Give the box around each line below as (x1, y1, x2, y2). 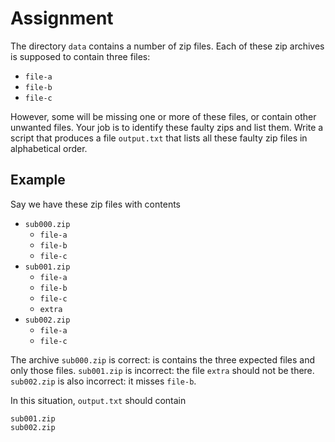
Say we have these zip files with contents (10, 198, 181, 210)
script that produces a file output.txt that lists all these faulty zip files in (10, 132, 308, 144)
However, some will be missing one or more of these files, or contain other (10, 110, 317, 122)
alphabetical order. (10, 142, 88, 154)
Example (10, 172, 66, 189)
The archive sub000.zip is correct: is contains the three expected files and (10, 353, 316, 366)
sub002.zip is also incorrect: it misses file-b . (10, 375, 197, 387)
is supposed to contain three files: (10, 50, 151, 62)
